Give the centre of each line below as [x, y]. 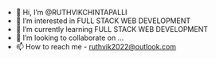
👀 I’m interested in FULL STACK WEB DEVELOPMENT [103, 21]
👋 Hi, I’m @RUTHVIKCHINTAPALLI [71, 12]
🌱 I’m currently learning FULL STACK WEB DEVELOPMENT [112, 29]
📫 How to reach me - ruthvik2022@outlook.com [96, 47]
